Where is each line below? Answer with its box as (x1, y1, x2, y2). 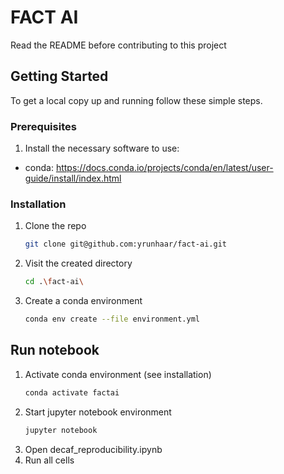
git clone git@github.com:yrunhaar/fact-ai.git (24, 239, 227, 250)
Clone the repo (24, 220, 87, 232)
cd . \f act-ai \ (24, 277, 84, 287)
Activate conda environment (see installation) (24, 368, 212, 380)
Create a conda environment (24, 295, 143, 307)
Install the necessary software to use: (24, 142, 180, 155)
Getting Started (10, 68, 109, 85)
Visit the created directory (24, 257, 133, 270)
